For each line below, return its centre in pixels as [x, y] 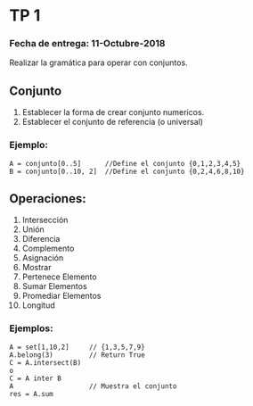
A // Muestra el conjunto [93, 386]
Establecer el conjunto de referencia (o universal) [112, 122]
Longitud [38, 305]
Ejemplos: [31, 328]
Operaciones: [48, 199]
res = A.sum [31, 394]
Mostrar [37, 268]
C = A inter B [36, 378]
